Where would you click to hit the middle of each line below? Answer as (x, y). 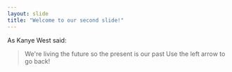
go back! (37, 61)
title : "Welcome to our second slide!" (66, 20)
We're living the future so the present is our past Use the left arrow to (125, 54)
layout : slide (28, 14)
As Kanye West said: (37, 40)
